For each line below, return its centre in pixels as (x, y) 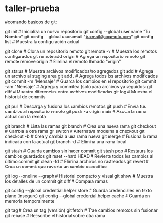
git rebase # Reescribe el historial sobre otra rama (55, 215)
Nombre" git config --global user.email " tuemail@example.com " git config (79, 37)
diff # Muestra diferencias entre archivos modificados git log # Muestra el (79, 92)
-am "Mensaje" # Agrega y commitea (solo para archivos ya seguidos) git (79, 86)
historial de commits (25, 97)
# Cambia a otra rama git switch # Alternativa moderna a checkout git (75, 131)
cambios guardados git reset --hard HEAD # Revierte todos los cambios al (79, 156)
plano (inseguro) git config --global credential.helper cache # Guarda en (78, 196)
